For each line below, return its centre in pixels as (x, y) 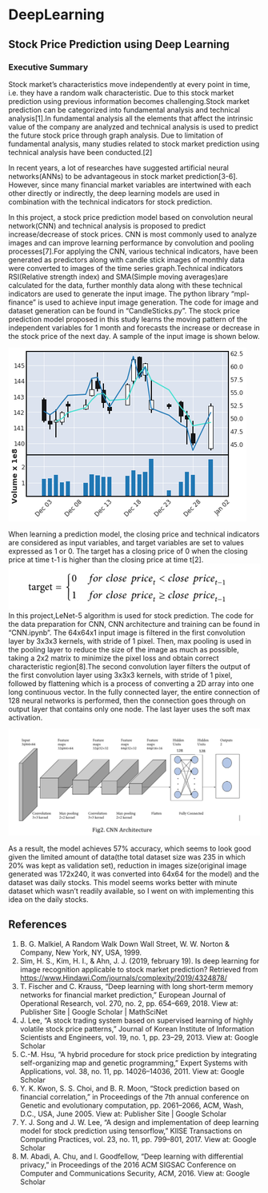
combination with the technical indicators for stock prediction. (110, 201)
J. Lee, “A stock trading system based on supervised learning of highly (136, 1020)
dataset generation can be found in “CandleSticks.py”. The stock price (124, 310)
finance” (22, 302)
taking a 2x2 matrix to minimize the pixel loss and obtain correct (114, 658)
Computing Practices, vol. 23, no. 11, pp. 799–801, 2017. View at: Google (138, 1139)
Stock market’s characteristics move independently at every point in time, (129, 84)
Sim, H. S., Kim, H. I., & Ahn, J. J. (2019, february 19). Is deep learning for (140, 960)
